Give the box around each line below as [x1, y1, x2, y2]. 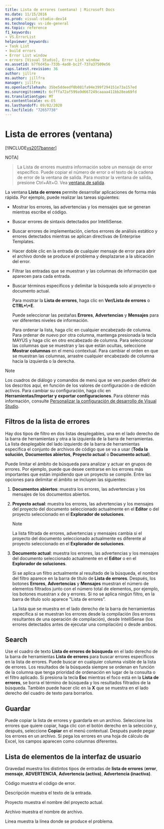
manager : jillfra [5, 80, 41, 85]
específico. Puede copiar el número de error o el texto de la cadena [17, 169, 154, 175]
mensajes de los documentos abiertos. [12, 491, 91, 497]
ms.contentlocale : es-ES [5, 99, 56, 104]
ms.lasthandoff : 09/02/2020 [5, 103, 63, 108]
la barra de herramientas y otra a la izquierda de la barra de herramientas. [5, 435, 154, 442]
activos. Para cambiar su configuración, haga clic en [5, 387, 111, 393]
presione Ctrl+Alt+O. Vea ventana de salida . [17, 180, 106, 186]
